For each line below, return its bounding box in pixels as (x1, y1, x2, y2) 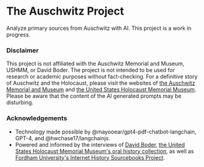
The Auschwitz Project (6, 4, 124, 18)
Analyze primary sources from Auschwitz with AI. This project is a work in (6, 24, 192, 32)
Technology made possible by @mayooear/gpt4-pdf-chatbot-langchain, (15, 128, 197, 135)
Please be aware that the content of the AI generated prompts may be (6, 93, 181, 100)
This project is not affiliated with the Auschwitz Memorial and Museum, (6, 60, 185, 68)
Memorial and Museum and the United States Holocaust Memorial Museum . (6, 86, 197, 93)
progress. (6, 30, 30, 38)
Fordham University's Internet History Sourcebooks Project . (15, 154, 166, 161)
